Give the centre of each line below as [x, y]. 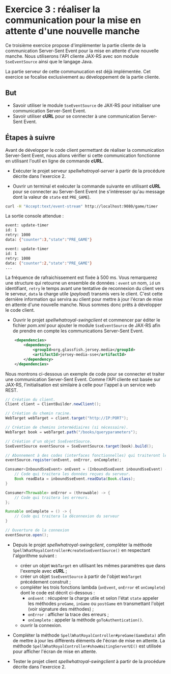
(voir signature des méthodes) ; [61, 609]
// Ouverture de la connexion [37, 530]
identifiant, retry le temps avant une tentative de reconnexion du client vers [85, 288]
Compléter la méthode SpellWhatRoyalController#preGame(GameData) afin [89, 635]
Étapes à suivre [30, 138]
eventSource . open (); [27, 535]
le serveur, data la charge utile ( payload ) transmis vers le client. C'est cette [84, 294]
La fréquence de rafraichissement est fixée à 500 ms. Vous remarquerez [81, 277]
